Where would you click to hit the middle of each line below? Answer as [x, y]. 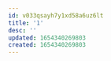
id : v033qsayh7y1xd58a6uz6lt [56, 15]
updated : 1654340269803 [47, 38]
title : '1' [26, 23]
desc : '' [22, 30]
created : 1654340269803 [47, 45]
